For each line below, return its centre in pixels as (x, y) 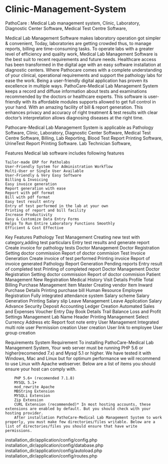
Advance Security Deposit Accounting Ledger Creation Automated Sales (80, 306)
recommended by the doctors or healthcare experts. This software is (76, 96)
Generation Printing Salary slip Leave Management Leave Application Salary (83, 300)
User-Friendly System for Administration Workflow (59, 166)
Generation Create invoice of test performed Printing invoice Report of (77, 258)
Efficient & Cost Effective (34, 228)
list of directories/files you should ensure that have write (71, 426)
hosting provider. (24, 413)
